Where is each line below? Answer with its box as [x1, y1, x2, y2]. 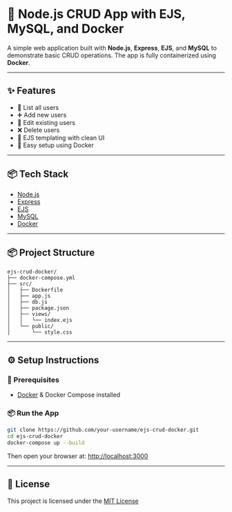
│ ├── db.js [7, 298, 48, 306]
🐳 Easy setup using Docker [17, 141, 95, 149]
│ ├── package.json [7, 305, 70, 312]
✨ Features [7, 85, 56, 97]
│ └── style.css [7, 329, 72, 336]
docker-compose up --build [7, 439, 85, 446]
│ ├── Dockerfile [7, 287, 64, 294]
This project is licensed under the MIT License [7, 497, 139, 505]
